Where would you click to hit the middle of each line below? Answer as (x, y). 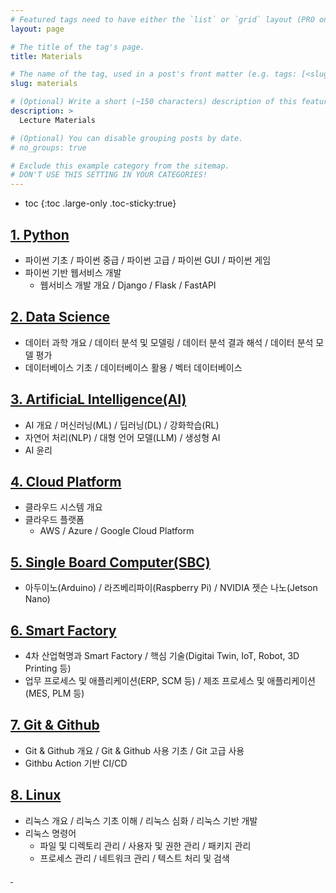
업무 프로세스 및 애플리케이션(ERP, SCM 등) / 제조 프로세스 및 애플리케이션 (170, 680)
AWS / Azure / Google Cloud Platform (117, 531)
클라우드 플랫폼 (54, 520)
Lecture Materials (58, 120)
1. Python (40, 234)
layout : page (37, 29)
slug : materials (44, 84)
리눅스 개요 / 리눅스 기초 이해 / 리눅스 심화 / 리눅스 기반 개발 (141, 820)
